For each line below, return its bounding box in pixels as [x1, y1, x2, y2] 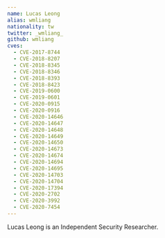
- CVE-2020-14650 [13, 139, 64, 146]
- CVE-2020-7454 [13, 204, 60, 211]
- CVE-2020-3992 [13, 197, 60, 205]
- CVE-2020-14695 [13, 164, 64, 172]
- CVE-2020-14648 [13, 126, 64, 133]
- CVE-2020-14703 [13, 171, 64, 178]
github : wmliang [7, 36, 54, 43]
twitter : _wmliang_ [7, 29, 64, 37]
